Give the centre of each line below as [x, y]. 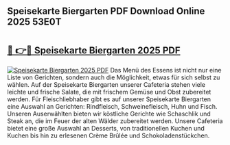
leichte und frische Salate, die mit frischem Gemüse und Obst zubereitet [109, 92]
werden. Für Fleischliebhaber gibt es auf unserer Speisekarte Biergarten [109, 99]
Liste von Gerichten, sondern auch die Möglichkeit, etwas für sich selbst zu [114, 77]
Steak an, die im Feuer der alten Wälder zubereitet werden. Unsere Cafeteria [115, 121]
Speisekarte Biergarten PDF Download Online [106, 11]
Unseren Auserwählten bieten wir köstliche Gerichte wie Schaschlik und [109, 114]
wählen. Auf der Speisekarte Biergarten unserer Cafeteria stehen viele [106, 84]
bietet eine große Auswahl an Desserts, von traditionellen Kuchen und [106, 128]
